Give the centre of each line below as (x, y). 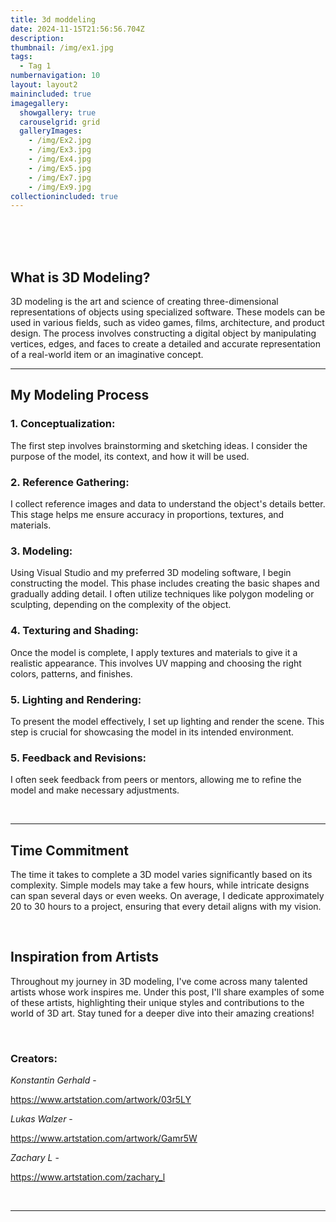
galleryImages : (51, 131)
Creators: (34, 1058)
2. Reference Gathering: (70, 482)
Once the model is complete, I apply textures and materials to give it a (154, 652)
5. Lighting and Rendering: (76, 699)
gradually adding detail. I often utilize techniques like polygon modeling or (162, 594)
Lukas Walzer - (41, 1119)
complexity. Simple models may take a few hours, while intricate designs (160, 885)
